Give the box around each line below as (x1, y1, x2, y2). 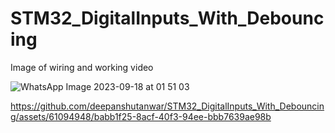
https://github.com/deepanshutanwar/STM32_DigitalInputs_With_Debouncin (10, 100, 325, 112)
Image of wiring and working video (10, 61, 154, 73)
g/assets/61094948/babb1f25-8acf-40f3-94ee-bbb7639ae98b (10, 110, 272, 122)
